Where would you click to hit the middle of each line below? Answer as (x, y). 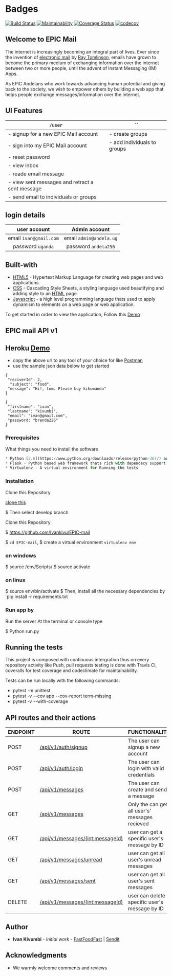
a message (141, 796)
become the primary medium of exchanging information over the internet (82, 63)
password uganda (33, 246)
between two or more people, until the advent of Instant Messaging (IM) (81, 68)
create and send (147, 790)
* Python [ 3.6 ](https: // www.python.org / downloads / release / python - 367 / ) (83, 458)
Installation (20, 481)
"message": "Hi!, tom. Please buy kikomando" (57, 389)
